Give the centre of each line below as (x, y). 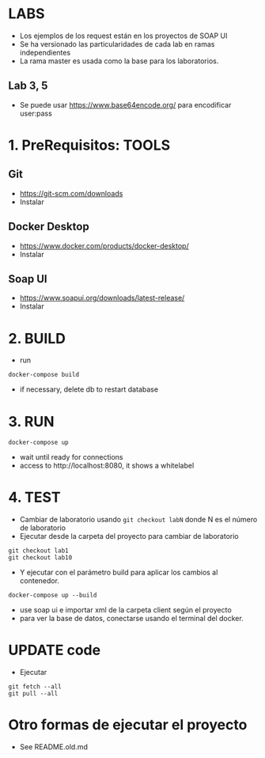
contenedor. (39, 581)
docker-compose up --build (53, 595)
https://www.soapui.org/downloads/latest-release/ (102, 298)
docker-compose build (44, 375)
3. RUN (31, 421)
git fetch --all (35, 687)
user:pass (36, 113)
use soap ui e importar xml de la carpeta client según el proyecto (125, 610)
